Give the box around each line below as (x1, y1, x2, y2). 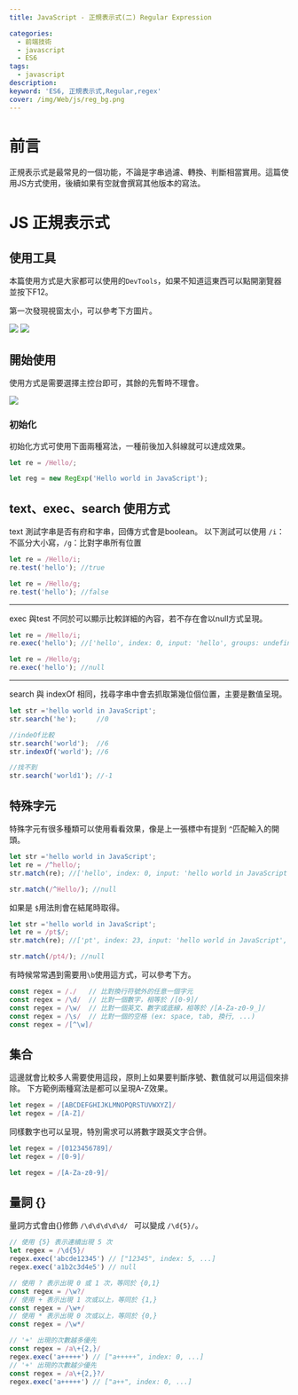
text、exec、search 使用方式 (9, 500, 170, 516)
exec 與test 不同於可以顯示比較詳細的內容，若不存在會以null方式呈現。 (9, 613, 268, 624)
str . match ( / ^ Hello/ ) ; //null (9, 885, 117, 894)
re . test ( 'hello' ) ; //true (9, 563, 105, 572)
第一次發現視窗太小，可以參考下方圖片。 (9, 305, 157, 316)
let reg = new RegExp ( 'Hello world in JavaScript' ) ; (9, 474, 208, 484)
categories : (9, 28, 53, 38)
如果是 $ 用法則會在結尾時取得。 (9, 902, 125, 912)
